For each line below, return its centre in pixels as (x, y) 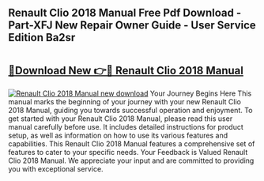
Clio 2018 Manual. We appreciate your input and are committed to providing (131, 160)
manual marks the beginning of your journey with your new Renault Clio (124, 102)
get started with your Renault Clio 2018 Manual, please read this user (121, 119)
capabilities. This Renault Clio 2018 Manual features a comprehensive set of (132, 144)
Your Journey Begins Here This (201, 93)
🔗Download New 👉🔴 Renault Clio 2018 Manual (126, 70)
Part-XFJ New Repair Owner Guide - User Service (132, 26)
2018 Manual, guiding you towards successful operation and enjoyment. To (130, 110)
